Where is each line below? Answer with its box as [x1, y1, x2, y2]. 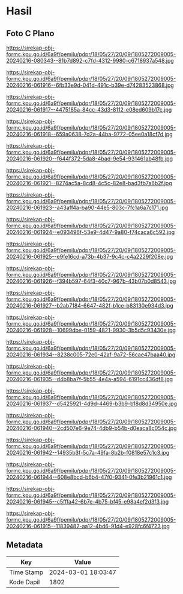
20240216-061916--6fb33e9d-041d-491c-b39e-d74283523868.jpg [6, 81, 174, 89]
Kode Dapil [9, 578, 40, 586]
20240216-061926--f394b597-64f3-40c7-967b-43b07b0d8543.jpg [6, 277, 176, 285]
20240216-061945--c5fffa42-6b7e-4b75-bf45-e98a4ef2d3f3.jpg [6, 498, 169, 505]
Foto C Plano [6, 28, 55, 39]
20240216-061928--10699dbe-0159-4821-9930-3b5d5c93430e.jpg [6, 327, 176, 333]
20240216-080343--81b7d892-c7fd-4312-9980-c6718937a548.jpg [6, 57, 174, 64]
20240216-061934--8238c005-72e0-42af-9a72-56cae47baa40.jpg [6, 351, 176, 358]
